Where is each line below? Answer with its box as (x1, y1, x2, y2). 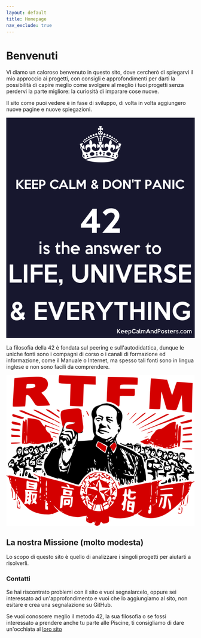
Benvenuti (6, 49, 58, 62)
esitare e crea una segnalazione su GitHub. (6, 601, 112, 608)
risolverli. (6, 559, 29, 567)
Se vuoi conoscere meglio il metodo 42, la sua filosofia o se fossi (6, 612, 166, 620)
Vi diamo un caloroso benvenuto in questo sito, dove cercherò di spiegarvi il (6, 69, 193, 76)
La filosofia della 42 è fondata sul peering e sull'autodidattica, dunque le (6, 344, 184, 351)
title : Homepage (6, 16, 47, 22)
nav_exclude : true (6, 22, 52, 28)
